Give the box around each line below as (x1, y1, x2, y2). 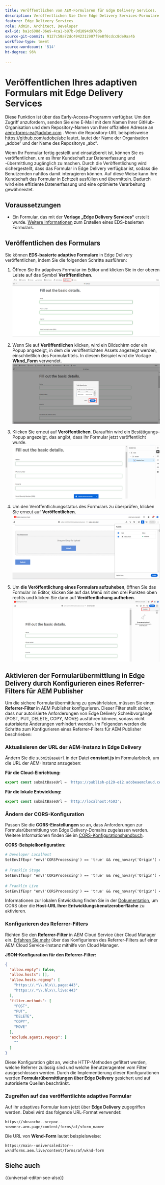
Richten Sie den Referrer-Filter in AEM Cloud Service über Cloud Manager (5, 932, 156, 938)
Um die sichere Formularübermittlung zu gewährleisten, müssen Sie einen (5, 700, 155, 706)
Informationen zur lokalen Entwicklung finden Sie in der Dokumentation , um (5, 898, 158, 903)
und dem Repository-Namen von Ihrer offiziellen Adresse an (31, 124, 154, 130)
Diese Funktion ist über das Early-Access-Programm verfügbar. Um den (5, 114, 151, 120)
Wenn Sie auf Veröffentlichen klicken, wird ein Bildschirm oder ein (12, 342, 147, 348)
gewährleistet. (5, 187, 34, 193)
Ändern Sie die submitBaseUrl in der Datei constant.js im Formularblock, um (5, 755, 160, 761)
